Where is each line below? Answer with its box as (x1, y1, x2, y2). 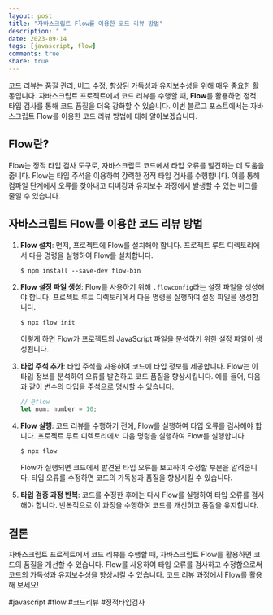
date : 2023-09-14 (8, 34, 67, 43)
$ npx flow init (19, 318, 76, 326)
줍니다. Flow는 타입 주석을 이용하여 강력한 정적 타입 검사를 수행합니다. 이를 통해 (8, 170, 260, 180)
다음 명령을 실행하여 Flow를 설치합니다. (28, 250, 154, 260)
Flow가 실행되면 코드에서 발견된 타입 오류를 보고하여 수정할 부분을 (19, 463, 230, 473)
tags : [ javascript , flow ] (8, 42, 96, 50)
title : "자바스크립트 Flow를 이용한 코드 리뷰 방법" (8, 20, 163, 28)
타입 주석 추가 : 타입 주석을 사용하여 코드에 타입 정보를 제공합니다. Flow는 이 (19, 361, 258, 371)
